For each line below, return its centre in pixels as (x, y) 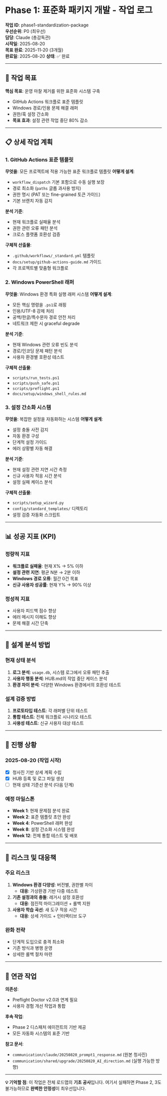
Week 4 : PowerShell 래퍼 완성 (42, 823)
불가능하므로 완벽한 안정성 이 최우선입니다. (45, 1088)
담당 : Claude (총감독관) (28, 37)
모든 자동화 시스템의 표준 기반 (41, 1033)
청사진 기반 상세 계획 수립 (37, 772)
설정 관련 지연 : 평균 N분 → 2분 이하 (46, 572)
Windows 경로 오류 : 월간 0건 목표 (45, 578)
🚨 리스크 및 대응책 (31, 858)
